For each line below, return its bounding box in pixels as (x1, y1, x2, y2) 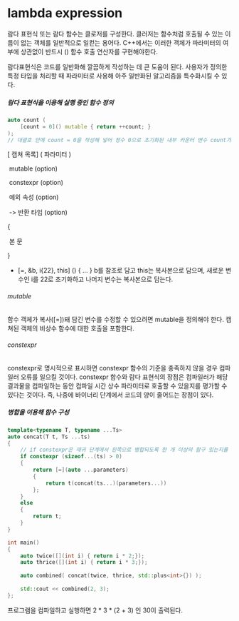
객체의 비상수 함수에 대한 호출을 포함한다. (20, 323, 135, 333)
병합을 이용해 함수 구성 (7, 408, 70, 417)
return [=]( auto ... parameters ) (33, 466, 129, 474)
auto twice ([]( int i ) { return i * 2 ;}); (20, 552, 144, 560)
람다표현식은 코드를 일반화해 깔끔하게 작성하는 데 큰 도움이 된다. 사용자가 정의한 (7, 62, 228, 71)
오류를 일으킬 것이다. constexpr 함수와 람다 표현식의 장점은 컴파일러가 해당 (20, 373, 228, 381)
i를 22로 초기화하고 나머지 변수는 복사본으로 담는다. (31, 275, 174, 283)
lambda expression (7, 5, 123, 21)
